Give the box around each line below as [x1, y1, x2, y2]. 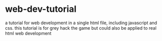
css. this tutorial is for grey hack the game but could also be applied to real [5, 25, 157, 31]
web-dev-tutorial [5, 3, 77, 15]
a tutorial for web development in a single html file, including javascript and [5, 20, 158, 26]
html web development [5, 30, 52, 36]
